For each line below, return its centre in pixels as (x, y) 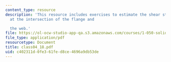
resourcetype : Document (31, 43)
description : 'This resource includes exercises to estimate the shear (83, 15)
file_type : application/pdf (35, 38)
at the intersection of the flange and (52, 19)
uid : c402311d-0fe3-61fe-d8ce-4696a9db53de (52, 52)
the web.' (20, 28)
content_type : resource (31, 10)
